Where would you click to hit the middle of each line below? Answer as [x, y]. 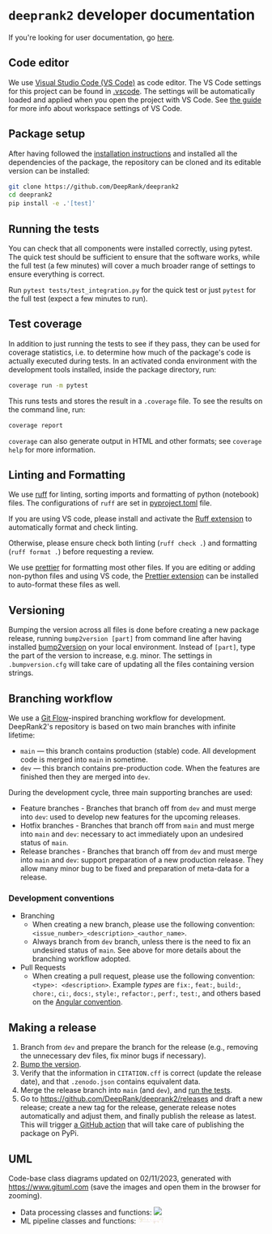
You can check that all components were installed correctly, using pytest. [130, 248]
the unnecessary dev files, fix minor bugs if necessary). [113, 1056]
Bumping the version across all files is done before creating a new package [134, 630]
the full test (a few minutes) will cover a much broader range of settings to [132, 266]
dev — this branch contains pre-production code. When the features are [140, 768]
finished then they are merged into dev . [85, 777]
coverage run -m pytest [49, 385]
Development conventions [62, 898]
